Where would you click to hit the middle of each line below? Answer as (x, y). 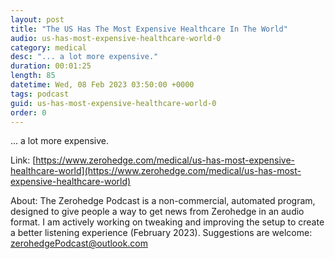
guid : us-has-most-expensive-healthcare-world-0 (113, 103)
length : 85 (33, 76)
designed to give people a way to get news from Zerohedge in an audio (157, 212)
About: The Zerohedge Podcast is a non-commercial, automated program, (163, 201)
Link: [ (23, 160)
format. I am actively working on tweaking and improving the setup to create (167, 222)
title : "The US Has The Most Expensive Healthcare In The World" (149, 29)
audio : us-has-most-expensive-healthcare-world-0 (116, 38)
